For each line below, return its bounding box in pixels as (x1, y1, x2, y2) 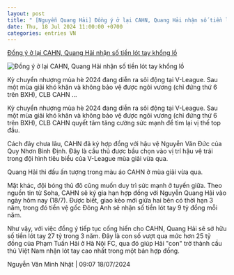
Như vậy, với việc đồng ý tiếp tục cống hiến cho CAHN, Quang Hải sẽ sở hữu (7, 224, 227, 233)
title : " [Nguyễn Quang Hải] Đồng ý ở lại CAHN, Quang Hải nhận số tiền (7, 17, 223, 24)
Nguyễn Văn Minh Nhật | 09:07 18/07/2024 (7, 260, 131, 269)
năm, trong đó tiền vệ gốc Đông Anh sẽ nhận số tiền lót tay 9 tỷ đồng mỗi (7, 203, 218, 212)
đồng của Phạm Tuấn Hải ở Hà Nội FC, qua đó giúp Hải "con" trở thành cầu (7, 239, 223, 248)
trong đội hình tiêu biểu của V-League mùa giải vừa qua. (7, 155, 169, 163)
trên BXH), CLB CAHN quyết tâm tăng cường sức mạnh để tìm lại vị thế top (7, 119, 221, 127)
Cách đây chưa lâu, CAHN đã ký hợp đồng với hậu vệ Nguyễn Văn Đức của (7, 140, 222, 148)
